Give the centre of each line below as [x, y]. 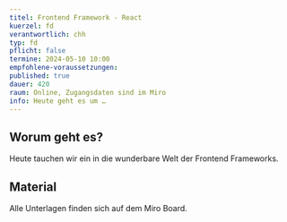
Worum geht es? [56, 137]
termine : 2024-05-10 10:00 [60, 59]
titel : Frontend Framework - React [76, 17]
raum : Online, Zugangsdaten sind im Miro [88, 92]
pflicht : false [38, 51]
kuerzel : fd [31, 26]
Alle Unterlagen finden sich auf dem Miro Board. [99, 208]
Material [33, 187]
